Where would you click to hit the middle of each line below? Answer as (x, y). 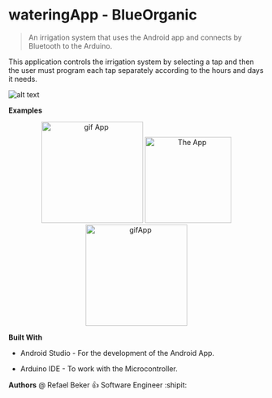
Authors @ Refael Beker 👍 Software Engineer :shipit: (98, 385)
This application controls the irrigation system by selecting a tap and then (131, 62)
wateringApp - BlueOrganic (103, 15)
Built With (26, 337)
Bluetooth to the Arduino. (70, 45)
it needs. (23, 79)
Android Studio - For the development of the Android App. (117, 353)
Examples (26, 110)
